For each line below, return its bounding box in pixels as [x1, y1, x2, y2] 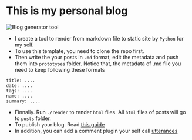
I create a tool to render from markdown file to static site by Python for [14, 35, 184, 42]
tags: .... [6, 88, 33, 94]
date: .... [6, 82, 33, 89]
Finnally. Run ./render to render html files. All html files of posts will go [14, 108, 186, 115]
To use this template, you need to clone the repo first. [14, 47, 144, 54]
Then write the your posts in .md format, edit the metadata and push [14, 54, 179, 61]
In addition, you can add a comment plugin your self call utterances [14, 127, 178, 134]
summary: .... [6, 98, 41, 104]
